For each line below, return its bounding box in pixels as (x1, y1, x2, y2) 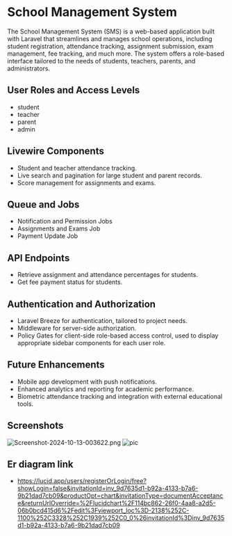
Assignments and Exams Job (17, 224, 101, 233)
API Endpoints (7, 252, 70, 264)
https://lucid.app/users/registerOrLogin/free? (17, 477, 147, 485)
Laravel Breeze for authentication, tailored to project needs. (17, 317, 188, 324)
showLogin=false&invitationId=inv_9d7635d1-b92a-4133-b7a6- (17, 484, 199, 493)
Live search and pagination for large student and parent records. (17, 171, 203, 180)
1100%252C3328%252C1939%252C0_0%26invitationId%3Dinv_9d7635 (17, 514, 225, 522)
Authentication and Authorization (7, 298, 156, 310)
